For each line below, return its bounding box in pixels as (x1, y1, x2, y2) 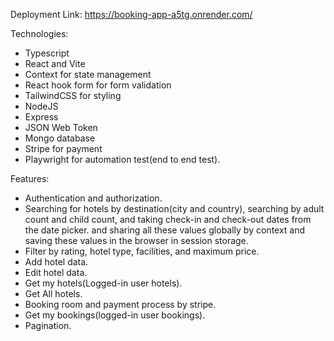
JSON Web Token (24, 122, 98, 133)
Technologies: (10, 28, 69, 39)
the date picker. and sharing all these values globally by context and (24, 224, 306, 236)
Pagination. (24, 320, 72, 331)
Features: (10, 173, 50, 184)
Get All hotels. (24, 288, 83, 299)
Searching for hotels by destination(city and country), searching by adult (24, 203, 325, 214)
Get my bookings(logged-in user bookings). (24, 309, 206, 321)
